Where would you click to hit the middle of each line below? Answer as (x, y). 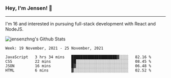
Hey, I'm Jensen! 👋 (29, 8)
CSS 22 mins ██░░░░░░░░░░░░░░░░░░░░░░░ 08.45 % (78, 62)
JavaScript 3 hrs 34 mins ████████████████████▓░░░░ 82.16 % (78, 57)
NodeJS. (15, 29)
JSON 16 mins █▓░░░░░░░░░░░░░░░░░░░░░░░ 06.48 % (78, 66)
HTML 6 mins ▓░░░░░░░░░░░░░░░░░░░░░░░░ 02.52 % (78, 70)
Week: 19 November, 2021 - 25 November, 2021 (54, 48)
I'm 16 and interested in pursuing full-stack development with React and (81, 24)
